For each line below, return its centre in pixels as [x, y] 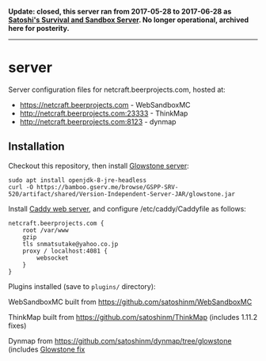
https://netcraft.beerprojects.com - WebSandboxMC [105, 104]
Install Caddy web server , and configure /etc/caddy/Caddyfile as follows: [127, 208]
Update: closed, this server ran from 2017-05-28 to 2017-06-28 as [120, 11]
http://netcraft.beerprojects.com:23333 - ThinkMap [104, 113]
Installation [36, 147]
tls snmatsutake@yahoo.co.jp [70, 244]
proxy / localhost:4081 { [65, 251]
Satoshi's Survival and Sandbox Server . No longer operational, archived [129, 20]
